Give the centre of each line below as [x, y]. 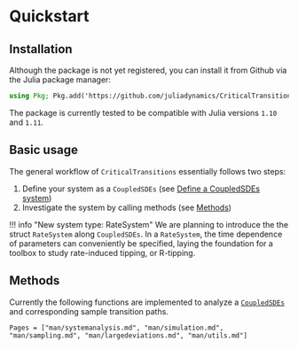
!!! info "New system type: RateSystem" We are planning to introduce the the [149, 224]
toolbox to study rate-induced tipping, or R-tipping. [102, 252]
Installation [41, 49]
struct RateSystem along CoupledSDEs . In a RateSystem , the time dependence [146, 234]
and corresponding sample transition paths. [89, 311]
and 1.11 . [27, 122]
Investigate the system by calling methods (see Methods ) [127, 207]
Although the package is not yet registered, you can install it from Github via [148, 70]
